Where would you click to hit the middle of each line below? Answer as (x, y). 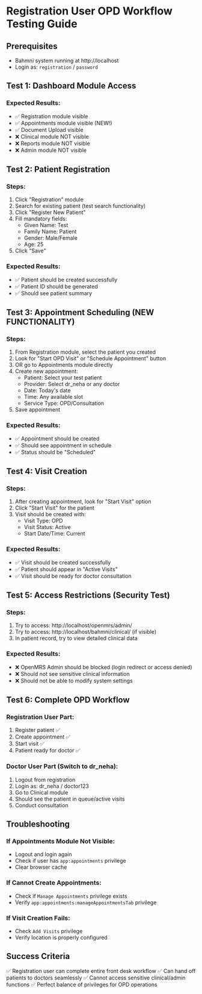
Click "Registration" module (49, 199)
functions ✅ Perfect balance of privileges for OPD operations (82, 984)
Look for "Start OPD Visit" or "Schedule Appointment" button (90, 358)
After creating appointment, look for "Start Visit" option (83, 502)
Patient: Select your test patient (63, 378)
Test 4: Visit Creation (47, 471)
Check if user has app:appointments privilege (70, 861)
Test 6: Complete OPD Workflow (68, 700)
